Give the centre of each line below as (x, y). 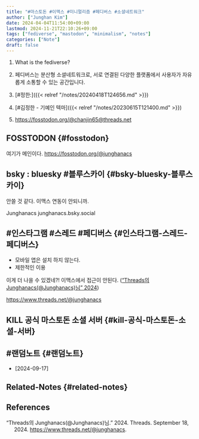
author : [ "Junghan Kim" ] (37, 17)
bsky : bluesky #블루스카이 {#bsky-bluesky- (89, 174)
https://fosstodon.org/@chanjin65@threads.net (73, 119)
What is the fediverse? (42, 62)
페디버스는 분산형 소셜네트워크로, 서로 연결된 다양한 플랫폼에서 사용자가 (98, 74)
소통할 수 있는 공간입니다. (56, 82)
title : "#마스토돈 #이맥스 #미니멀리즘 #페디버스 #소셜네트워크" (75, 12)
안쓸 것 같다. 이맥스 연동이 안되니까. (48, 201)
